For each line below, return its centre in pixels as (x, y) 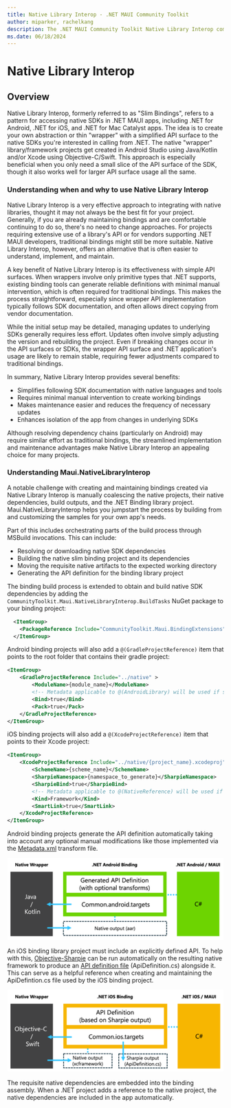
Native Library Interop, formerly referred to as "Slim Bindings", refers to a (111, 113)
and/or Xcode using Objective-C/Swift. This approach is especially (101, 157)
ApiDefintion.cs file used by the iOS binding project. (80, 980)
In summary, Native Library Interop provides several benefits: (93, 376)
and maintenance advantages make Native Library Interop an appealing (108, 447)
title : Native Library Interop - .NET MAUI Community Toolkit (98, 14)
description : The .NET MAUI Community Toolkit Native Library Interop (110, 29)
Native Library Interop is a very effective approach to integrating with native (114, 205)
